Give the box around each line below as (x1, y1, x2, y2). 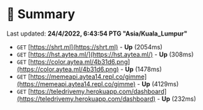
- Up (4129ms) (137, 79, 179, 88)
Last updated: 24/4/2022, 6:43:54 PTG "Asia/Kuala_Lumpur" (6, 29, 188, 38)
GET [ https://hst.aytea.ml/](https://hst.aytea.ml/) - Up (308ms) (16, 50, 194, 58)
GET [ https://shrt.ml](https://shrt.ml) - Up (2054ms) (16, 42, 163, 51)
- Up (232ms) (157, 94, 197, 103)
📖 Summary (6, 6, 75, 22)
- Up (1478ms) (120, 65, 162, 73)
